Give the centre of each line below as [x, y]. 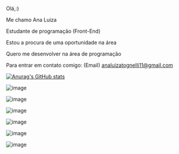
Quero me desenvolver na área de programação [64, 54]
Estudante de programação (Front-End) [53, 31]
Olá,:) [13, 8]
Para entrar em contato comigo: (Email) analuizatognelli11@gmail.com [89, 65]
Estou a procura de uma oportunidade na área [61, 42]
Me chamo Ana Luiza [31, 20]
